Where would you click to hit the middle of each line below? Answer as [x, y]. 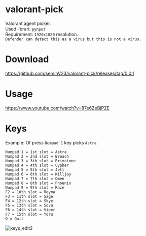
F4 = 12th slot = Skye [29, 201]
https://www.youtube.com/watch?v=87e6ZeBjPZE [58, 108]
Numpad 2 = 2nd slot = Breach [37, 156]
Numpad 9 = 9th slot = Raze [35, 187]
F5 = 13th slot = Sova [29, 205]
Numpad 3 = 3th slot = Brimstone [41, 161]
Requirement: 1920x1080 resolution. [42, 34]
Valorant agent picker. [28, 23]
